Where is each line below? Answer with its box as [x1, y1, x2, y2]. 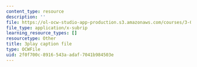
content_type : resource [6, 8, 64, 15]
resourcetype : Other [6, 36, 57, 41]
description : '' [6, 14, 46, 20]
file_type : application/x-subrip [6, 24, 88, 31]
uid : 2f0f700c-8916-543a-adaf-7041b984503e [6, 52, 114, 58]
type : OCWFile [6, 47, 41, 52]
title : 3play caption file [6, 41, 72, 47]
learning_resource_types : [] [6, 30, 77, 36]
